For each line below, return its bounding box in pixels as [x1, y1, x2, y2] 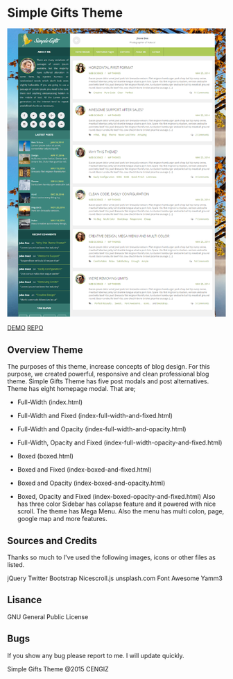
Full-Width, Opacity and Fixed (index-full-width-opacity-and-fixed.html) [17, 438, 223, 447]
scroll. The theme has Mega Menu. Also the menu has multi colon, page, [17, 507, 225, 516]
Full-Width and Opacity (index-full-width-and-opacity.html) [17, 425, 187, 433]
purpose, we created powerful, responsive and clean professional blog [7, 370, 209, 378]
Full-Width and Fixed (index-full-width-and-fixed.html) [17, 412, 173, 420]
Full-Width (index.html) [17, 398, 83, 406]
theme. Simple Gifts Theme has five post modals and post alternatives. [7, 377, 209, 385]
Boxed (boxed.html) [17, 452, 74, 461]
